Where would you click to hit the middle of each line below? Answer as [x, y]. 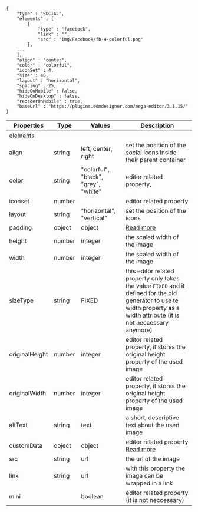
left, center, [97, 149]
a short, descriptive [153, 417]
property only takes [153, 278]
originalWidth [28, 393]
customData [26, 446]
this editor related [150, 271]
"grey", [91, 184]
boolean [93, 496]
